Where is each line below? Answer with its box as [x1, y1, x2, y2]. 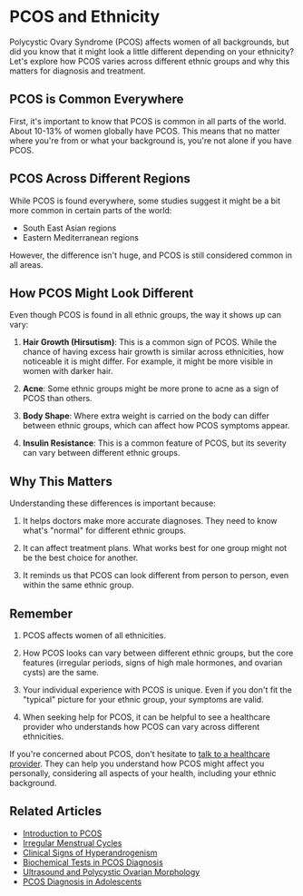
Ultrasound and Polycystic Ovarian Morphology [22, 866, 200, 877]
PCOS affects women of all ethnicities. [22, 630, 166, 641]
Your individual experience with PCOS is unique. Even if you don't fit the [22, 684, 292, 695]
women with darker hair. [22, 366, 113, 377]
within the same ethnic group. [22, 579, 134, 591]
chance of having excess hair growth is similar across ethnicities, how [22, 347, 284, 358]
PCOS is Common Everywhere [9, 92, 184, 107]
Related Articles [9, 803, 103, 819]
